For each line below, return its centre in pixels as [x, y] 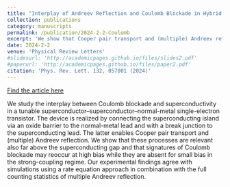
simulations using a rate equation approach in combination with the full [107, 169]
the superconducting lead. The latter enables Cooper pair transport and [108, 133]
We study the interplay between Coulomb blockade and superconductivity [112, 103]
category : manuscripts [39, 26]
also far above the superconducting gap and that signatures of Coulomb [109, 147]
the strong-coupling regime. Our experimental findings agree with [100, 162]
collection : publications [44, 20]
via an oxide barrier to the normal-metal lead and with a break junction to [110, 125]
